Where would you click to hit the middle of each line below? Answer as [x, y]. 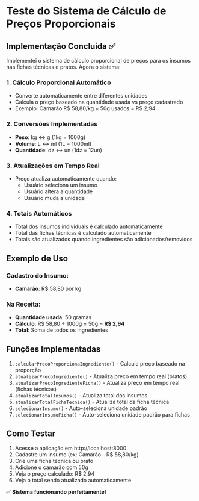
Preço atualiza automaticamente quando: [66, 178]
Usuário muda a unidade [54, 198]
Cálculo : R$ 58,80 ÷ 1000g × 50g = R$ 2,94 [70, 324]
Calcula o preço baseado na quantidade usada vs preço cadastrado [99, 102]
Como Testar [31, 434]
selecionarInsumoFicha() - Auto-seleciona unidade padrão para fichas [103, 414]
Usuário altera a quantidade [58, 191]
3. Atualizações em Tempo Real [53, 166]
